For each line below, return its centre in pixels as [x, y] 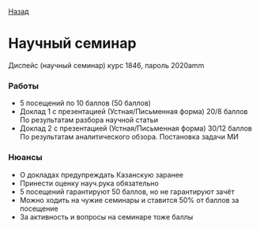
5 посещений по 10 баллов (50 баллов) [85, 103]
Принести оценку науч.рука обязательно [89, 183]
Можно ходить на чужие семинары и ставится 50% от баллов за [129, 200]
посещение [39, 208]
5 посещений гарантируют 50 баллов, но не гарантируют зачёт [127, 191]
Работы [24, 86]
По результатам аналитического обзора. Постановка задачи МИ [129, 137]
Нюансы [26, 158]
